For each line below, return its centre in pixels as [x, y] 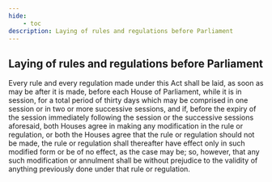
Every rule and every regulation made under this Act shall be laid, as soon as [136, 83]
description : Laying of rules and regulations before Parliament [121, 31]
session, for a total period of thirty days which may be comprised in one [128, 100]
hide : [17, 16]
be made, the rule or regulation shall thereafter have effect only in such [127, 143]
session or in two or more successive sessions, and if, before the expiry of [132, 109]
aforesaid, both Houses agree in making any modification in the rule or [126, 126]
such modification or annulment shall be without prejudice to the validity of [133, 161]
